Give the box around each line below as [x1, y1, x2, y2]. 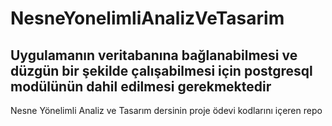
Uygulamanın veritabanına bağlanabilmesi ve [10, 47, 298, 64]
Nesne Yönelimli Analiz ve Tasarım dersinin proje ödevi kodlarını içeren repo [10, 105, 323, 116]
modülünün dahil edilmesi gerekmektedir [10, 78, 272, 95]
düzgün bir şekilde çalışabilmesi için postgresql [10, 62, 313, 79]
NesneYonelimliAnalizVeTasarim [10, 7, 285, 30]
